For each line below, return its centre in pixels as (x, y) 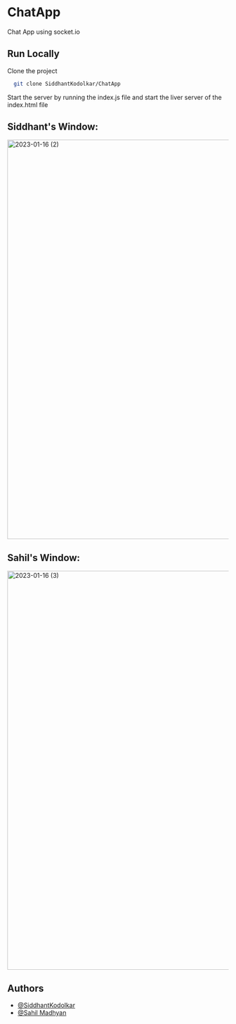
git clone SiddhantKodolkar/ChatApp (67, 84)
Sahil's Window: (44, 558)
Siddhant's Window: (53, 127)
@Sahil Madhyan (42, 1013)
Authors (26, 988)
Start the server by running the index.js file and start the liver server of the (115, 97)
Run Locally (33, 54)
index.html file (28, 105)
